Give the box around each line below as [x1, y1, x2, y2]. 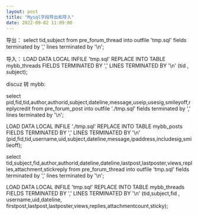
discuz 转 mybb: [6, 81, 46, 88]
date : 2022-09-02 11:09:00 [6, 20, 73, 25]
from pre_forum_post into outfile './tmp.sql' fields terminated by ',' [31, 105, 191, 113]
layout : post [6, 8, 38, 15]
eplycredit [6, 105, 31, 113]
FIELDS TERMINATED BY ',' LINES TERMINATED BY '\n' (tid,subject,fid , [6, 190, 180, 197]
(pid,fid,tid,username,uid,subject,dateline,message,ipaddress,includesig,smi [6, 136, 192, 143]
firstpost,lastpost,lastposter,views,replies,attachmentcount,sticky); [6, 203, 168, 210]
